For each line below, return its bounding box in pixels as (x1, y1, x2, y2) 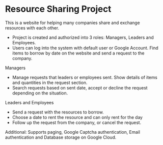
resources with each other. (5, 25, 59, 30)
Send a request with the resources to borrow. (12, 109, 104, 115)
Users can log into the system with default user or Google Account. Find (12, 45, 159, 51)
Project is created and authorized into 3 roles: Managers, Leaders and (12, 34, 154, 40)
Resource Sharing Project (5, 3, 111, 15)
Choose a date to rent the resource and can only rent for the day (12, 114, 143, 120)
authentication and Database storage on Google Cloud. (5, 134, 117, 140)
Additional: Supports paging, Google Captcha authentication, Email (5, 129, 140, 135)
